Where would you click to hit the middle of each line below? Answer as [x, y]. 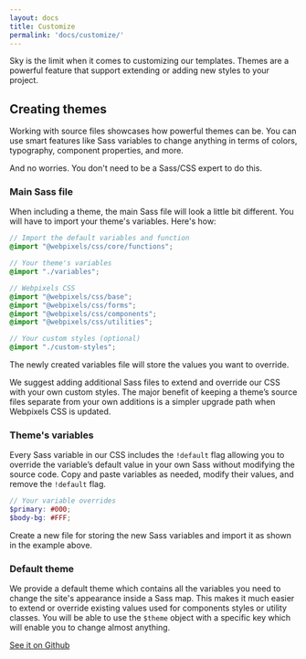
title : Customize [42, 27]
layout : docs [34, 18]
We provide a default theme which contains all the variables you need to [145, 589]
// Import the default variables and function [100, 239]
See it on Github [40, 645]
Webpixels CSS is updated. [60, 411]
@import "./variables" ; [55, 272]
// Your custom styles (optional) [75, 339]
